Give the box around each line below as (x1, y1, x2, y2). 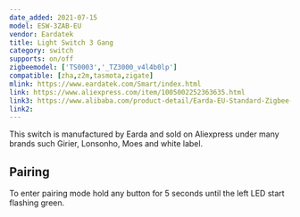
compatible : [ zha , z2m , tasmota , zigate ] (9, 71, 154, 80)
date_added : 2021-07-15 (9, 13, 98, 22)
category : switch (9, 46, 74, 55)
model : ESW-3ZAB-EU (9, 21, 82, 30)
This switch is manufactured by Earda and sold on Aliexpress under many (9, 129, 279, 139)
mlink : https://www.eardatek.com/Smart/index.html (9, 79, 202, 88)
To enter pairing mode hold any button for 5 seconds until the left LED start (9, 188, 285, 199)
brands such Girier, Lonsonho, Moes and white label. (9, 138, 204, 149)
